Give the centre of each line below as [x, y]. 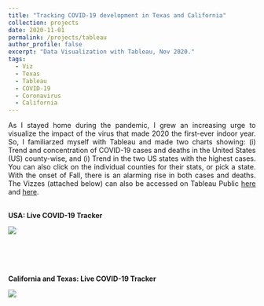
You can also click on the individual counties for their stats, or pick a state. [132, 167]
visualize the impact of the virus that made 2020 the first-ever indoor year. [132, 133]
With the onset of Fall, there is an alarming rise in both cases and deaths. [132, 175]
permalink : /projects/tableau [58, 37]
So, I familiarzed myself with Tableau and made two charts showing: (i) [132, 142]
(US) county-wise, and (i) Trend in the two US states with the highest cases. [132, 158]
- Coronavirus [38, 96]
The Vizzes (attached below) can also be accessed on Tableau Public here [132, 184]
